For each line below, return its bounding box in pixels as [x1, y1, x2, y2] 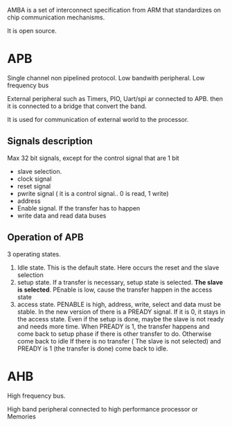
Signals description [7, 135, 93, 148]
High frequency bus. [7, 391, 66, 400]
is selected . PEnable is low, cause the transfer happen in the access [17, 285, 213, 294]
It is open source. [7, 27, 57, 35]
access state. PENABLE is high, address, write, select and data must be [17, 300, 222, 308]
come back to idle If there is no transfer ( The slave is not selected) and [17, 337, 222, 345]
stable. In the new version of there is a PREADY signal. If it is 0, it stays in [17, 308, 226, 316]
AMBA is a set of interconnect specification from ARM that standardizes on [7, 6, 222, 14]
